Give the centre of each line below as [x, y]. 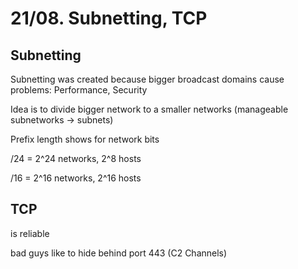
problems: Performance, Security [79, 90]
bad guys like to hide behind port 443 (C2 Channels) [119, 253]
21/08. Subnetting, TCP [109, 18]
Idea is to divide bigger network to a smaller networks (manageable [149, 109]
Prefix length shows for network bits [85, 139]
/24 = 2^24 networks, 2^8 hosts [76, 158]
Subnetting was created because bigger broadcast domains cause [147, 79]
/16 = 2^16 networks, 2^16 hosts [76, 178]
